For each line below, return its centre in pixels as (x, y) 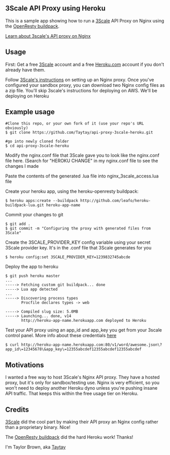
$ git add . (18, 224)
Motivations (25, 365)
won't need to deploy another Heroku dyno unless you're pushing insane (81, 388)
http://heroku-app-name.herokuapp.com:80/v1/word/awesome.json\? (92, 345)
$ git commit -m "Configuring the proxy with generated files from (78, 229)
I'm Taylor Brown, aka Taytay (36, 447)
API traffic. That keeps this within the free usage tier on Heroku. (72, 394)
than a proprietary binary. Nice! (38, 427)
